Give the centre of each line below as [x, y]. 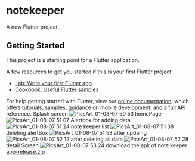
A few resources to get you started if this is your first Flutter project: [89, 72]
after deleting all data [97, 139]
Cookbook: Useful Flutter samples [57, 89]
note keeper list [90, 126]
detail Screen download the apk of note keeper [97, 145]
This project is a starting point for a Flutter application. [73, 60]
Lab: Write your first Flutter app [53, 83]
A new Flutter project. [33, 27]
